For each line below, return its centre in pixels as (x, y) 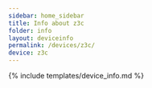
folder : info (30, 30)
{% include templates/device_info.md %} (76, 76)
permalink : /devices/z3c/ (51, 46)
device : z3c (28, 53)
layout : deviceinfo (41, 38)
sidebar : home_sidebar (46, 16)
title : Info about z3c (46, 23)
